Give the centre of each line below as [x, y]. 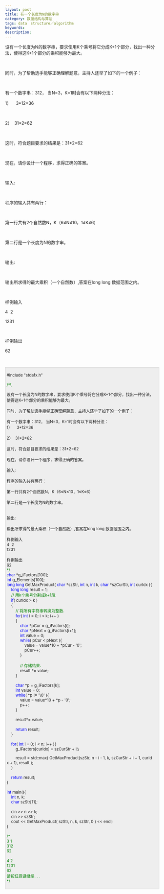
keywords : [15, 28]
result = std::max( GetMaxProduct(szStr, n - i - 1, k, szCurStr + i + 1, [78, 758]
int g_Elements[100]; [26, 580]
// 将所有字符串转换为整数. [40, 611]
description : [18, 32]
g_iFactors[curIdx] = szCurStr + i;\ [47, 749]
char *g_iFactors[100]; [27, 575]
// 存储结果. [31, 666]
